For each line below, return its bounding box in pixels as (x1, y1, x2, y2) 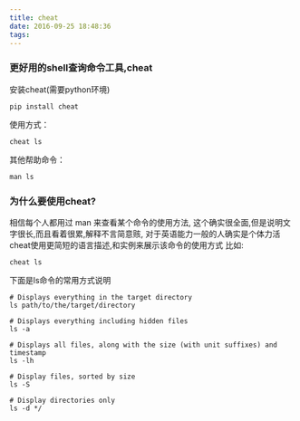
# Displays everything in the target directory (9, 292, 193, 301)
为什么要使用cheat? (9, 195, 97, 207)
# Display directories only (9, 396, 116, 405)
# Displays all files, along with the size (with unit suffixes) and (9, 340, 278, 349)
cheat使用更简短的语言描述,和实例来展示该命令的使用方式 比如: (9, 239, 245, 250)
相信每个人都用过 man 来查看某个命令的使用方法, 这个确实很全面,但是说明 (9, 216, 284, 227)
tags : (9, 30, 30, 39)
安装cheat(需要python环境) (9, 83, 111, 95)
